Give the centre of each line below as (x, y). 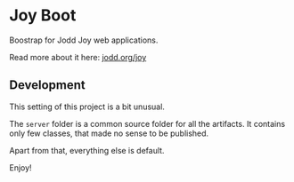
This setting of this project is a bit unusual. (87, 107)
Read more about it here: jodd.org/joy (78, 57)
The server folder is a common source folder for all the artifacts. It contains (147, 123)
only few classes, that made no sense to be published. (109, 133)
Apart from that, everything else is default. (87, 150)
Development (48, 85)
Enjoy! (21, 167)
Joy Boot (43, 16)
